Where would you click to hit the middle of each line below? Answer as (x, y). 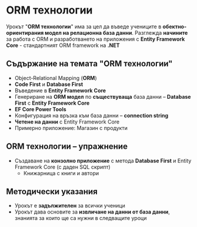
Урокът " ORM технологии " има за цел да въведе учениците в (84, 26)
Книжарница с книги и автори (61, 173)
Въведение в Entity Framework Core (60, 90)
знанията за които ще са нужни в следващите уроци (81, 218)
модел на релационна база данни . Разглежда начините (116, 32)
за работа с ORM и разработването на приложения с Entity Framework (96, 39)
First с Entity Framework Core (52, 103)
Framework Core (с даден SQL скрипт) (62, 167)
